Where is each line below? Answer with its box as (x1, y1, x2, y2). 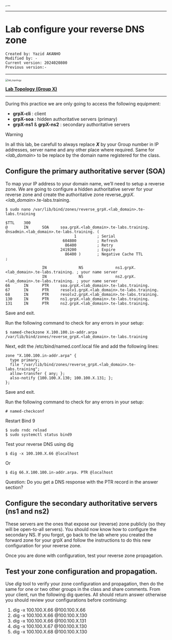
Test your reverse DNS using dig (5, 441, 74, 447)
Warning (5, 131, 23, 137)
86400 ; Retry (64, 243, 114, 248)
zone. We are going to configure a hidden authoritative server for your (5, 186, 153, 192)
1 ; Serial (74, 233, 116, 239)
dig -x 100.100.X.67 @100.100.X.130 (12, 623, 87, 629)
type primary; (10, 357, 40, 362)
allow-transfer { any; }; (10, 371, 66, 376)
